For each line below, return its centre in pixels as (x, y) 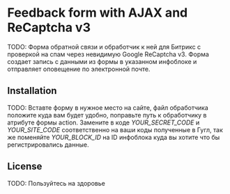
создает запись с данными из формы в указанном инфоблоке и (102, 61)
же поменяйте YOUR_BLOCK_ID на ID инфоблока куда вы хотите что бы (114, 137)
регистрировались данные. (48, 145)
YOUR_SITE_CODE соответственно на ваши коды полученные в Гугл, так (115, 129)
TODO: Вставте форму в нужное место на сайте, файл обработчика (108, 107)
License (25, 167)
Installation (32, 91)
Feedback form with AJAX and (98, 13)
